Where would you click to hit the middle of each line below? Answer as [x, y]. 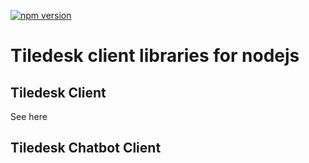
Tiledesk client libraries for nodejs [155, 56]
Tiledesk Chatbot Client [86, 148]
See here [29, 116]
